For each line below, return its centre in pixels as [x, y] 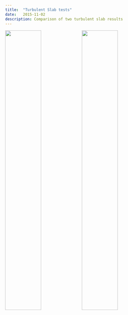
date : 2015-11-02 [25, 14]
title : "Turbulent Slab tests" [38, 10]
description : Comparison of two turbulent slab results [64, 19]
